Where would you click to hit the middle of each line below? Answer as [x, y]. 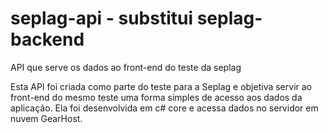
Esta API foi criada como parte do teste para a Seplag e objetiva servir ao [161, 86]
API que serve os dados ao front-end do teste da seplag [126, 67]
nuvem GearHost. [46, 118]
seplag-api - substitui [102, 18]
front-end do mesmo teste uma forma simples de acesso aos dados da [156, 97]
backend [47, 39]
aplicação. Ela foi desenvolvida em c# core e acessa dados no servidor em [164, 108]
